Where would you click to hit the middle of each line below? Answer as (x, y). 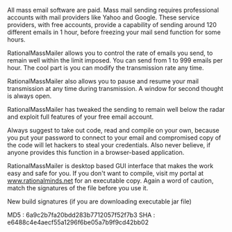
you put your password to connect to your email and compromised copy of (114, 138)
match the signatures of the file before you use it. (78, 188)
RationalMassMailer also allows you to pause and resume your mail (103, 81)
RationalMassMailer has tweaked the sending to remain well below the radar (116, 109)
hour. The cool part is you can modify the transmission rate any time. (106, 68)
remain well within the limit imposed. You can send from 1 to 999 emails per (115, 60)
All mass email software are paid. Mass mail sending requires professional (113, 10)
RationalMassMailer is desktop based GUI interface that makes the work (110, 166)
